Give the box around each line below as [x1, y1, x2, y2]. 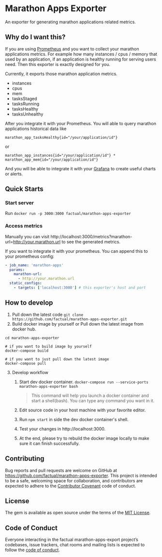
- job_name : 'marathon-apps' [5, 262, 64, 267]
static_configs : [9, 281, 42, 286]
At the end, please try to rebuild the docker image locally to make [19, 435, 149, 441]
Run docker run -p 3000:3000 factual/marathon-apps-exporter [5, 211, 132, 216]
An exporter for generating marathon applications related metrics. [5, 19, 136, 25]
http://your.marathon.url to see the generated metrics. [13, 239, 121, 245]
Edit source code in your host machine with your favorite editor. [19, 407, 146, 413]
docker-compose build [5, 348, 49, 353]
